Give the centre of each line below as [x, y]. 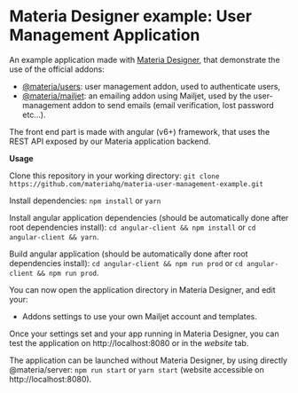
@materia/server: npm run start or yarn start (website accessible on [137, 369]
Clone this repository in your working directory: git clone [114, 176]
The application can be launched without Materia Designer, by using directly [149, 360]
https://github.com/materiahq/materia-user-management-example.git [137, 184]
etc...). [34, 114]
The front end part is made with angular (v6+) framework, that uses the [140, 131]
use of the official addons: [57, 69]
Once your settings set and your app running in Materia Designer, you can [144, 334]
